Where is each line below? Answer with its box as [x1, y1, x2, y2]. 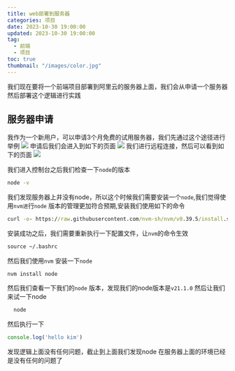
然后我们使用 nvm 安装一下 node [7, 256, 93, 265]
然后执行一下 [7, 319, 44, 328]
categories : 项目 [7, 17, 56, 24]
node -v [7, 180, 30, 187]
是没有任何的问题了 [7, 356, 63, 364]
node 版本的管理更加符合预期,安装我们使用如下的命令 [34, 202, 185, 210]
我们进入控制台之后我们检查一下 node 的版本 [7, 166, 131, 174]
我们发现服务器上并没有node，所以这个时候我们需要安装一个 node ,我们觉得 [7, 193, 220, 201]
